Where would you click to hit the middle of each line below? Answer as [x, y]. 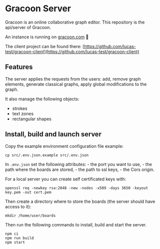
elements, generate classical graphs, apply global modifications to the [76, 84]
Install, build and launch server [53, 134]
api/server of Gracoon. [28, 27]
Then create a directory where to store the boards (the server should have [80, 201]
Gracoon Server [38, 9]
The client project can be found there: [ [45, 46]
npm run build [20, 238]
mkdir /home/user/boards [30, 216]
